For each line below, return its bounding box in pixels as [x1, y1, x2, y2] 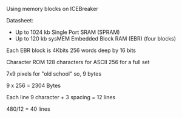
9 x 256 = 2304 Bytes [6, 82, 61, 89]
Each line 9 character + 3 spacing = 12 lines [6, 94, 116, 100]
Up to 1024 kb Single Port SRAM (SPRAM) [15, 28, 120, 36]
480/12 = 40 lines [6, 105, 50, 113]
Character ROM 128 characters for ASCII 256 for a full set [6, 59, 150, 65]
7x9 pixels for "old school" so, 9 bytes [6, 70, 102, 77]
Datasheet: [6, 17, 34, 24]
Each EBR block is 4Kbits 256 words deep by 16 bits [6, 47, 136, 54]
